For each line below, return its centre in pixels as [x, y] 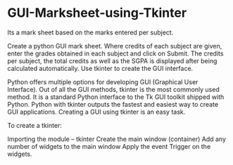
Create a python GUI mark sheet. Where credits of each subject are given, [115, 46]
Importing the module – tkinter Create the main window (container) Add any [117, 139]
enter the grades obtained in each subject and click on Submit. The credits [115, 53]
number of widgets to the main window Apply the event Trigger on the [109, 146]
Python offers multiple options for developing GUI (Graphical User [103, 81]
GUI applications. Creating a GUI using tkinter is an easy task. [96, 112]
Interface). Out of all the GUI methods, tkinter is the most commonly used [113, 89]
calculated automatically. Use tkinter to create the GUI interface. [100, 68]
